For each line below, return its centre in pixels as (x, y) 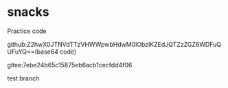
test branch (23, 78)
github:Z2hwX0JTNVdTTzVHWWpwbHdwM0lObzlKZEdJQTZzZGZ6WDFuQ (114, 44)
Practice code (27, 31)
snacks (28, 12)
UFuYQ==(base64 (33, 52)
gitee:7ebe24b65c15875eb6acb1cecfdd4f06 (70, 65)
